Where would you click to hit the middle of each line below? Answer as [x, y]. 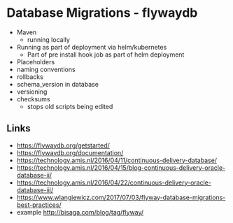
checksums [33, 99]
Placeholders [36, 62]
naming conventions [46, 69]
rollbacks [30, 77]
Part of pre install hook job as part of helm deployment [106, 55]
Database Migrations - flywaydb [102, 13]
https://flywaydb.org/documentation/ [70, 152]
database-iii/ [35, 189]
